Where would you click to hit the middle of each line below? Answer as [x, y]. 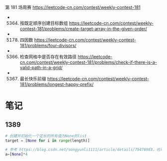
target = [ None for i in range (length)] [48, 141]
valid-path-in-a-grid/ [41, 68]
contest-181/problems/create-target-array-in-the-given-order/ [83, 29]
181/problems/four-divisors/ [48, 45]
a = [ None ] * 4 [16, 154]
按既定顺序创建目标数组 [44, 23]
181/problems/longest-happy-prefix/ [57, 84]
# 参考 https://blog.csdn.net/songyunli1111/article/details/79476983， [81, 150]
